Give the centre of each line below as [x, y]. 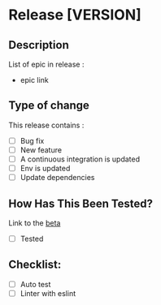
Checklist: [35, 265]
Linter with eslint [48, 293]
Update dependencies [57, 178]
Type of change [49, 106]
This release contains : [46, 125]
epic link [34, 80]
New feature [41, 150]
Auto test [35, 284]
